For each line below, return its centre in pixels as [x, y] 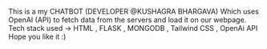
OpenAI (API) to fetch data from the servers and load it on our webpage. [127, 20]
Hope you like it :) [37, 36]
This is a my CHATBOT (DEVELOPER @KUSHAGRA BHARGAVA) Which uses [133, 11]
